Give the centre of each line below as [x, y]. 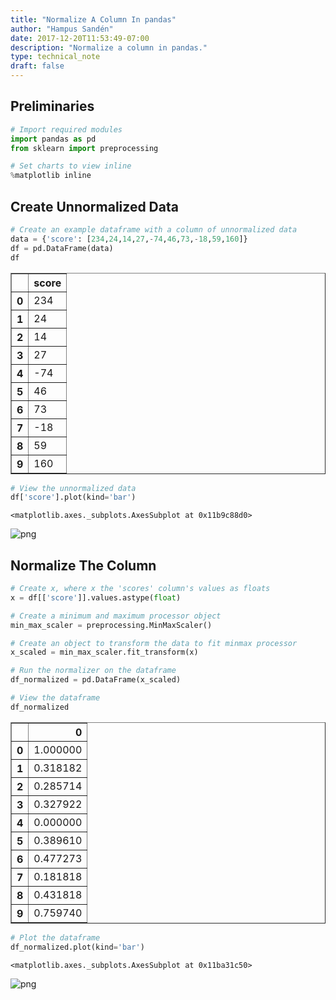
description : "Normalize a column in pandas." [109, 47]
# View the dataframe [55, 698]
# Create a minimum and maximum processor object [116, 616]
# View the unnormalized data [73, 488]
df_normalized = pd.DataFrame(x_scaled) [96, 680]
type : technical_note [55, 57]
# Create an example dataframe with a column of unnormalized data [154, 230]
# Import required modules [66, 129]
